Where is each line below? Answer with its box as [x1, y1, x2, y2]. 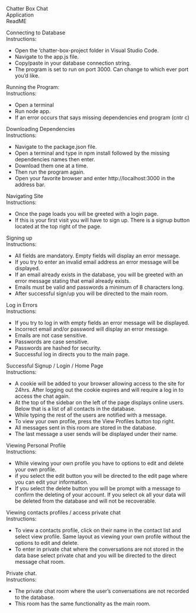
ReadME [6, 18, 27, 24]
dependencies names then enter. [14, 156, 96, 162]
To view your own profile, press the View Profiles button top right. [14, 418, 175, 424]
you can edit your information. [14, 478, 89, 486]
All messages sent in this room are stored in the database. [14, 424, 157, 431]
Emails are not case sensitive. [14, 332, 88, 339]
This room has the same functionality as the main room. [14, 600, 151, 607]
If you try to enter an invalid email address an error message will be [14, 258, 179, 266]
